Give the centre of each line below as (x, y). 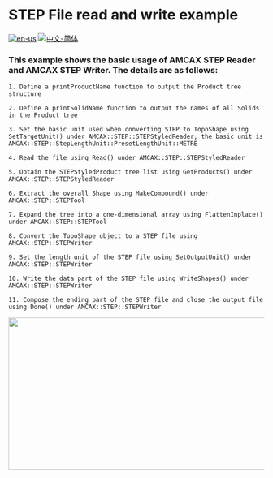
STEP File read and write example (123, 15)
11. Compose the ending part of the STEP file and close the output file (136, 300)
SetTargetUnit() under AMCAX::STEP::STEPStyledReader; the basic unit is (136, 137)
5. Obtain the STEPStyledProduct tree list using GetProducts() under (130, 172)
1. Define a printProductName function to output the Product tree (125, 87)
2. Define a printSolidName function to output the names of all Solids (134, 108)
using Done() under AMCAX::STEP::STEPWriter (85, 307)
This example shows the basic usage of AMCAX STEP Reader (132, 60)
